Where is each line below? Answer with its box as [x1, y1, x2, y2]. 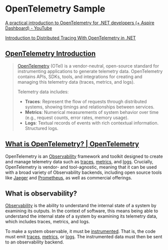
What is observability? [5, 189, 77, 198]
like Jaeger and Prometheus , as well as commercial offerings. [5, 174, 132, 180]
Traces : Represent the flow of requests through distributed [25, 98, 147, 104]
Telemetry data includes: [17, 89, 69, 95]
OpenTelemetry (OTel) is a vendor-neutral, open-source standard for [17, 62, 159, 69]
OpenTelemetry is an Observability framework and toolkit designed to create [5, 153, 163, 159]
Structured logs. [25, 125, 59, 131]
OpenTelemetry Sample [5, 3, 105, 15]
